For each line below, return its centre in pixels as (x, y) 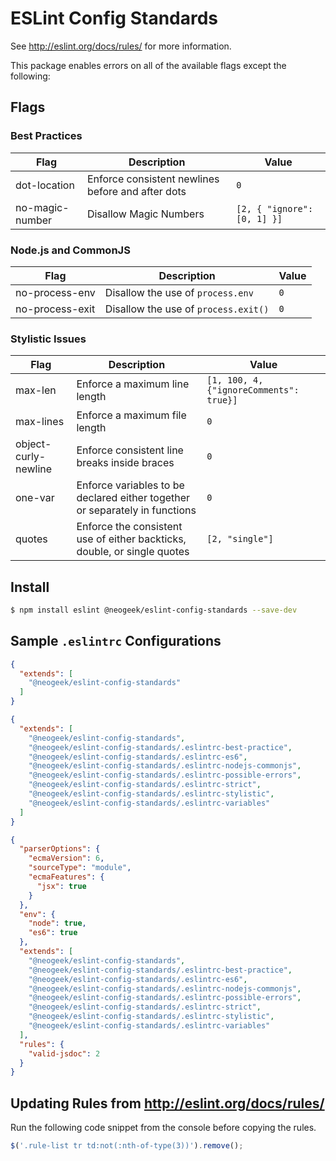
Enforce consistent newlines (153, 179)
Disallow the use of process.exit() (187, 309)
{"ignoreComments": (253, 390)
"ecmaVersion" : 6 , (66, 858)
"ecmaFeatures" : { (66, 877)
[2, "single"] (240, 539)
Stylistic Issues (48, 339)
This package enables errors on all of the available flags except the (148, 65)
